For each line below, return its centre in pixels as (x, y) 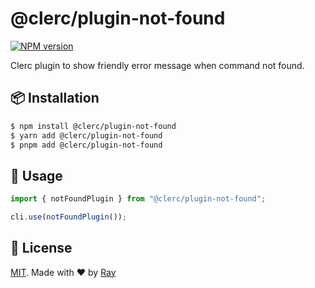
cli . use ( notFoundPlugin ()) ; (69, 217)
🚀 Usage (36, 175)
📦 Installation (55, 98)
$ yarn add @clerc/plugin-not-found (86, 135)
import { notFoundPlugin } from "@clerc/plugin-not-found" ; (138, 199)
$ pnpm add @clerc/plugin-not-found (86, 145)
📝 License (41, 248)
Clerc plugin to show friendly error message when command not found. (157, 65)
